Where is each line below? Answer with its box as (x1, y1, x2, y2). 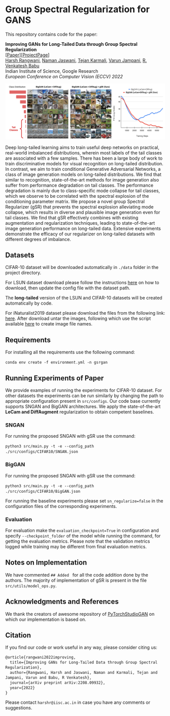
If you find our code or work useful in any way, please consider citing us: (5, 644, 157, 650)
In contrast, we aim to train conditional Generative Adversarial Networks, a (5, 166, 161, 172)
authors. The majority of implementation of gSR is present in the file (5, 577, 147, 583)
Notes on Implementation (5, 558, 87, 567)
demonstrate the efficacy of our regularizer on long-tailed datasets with (5, 230, 155, 237)
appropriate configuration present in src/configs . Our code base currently (5, 398, 161, 404)
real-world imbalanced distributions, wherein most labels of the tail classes (5, 150, 162, 156)
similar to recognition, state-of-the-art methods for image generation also (5, 176, 159, 183)
